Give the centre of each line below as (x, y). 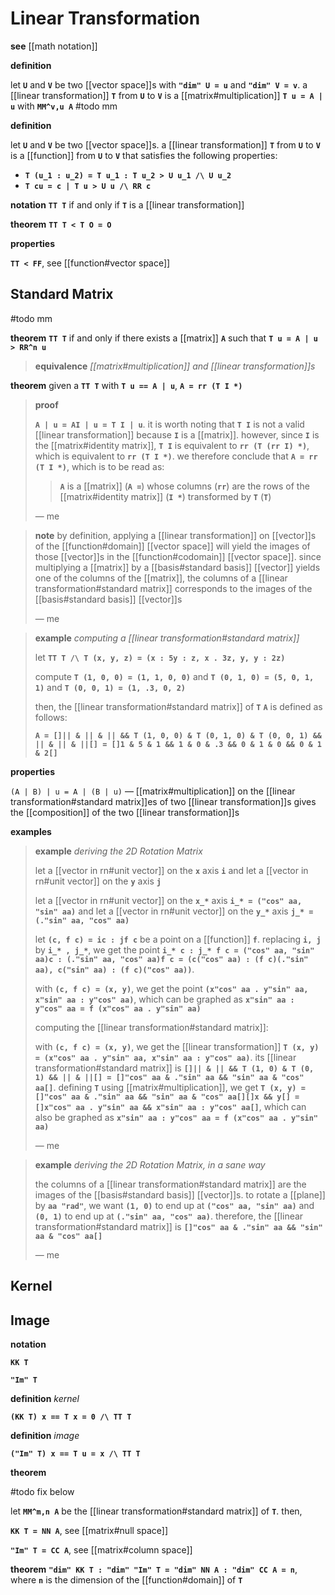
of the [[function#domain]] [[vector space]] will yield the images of (172, 546)
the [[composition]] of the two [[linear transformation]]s (125, 812)
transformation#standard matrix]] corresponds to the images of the (173, 588)
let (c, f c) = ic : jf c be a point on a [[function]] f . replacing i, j (178, 939)
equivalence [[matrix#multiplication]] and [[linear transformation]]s (175, 366)
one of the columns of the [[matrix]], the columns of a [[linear (161, 578)
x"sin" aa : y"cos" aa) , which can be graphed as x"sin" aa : (164, 999)
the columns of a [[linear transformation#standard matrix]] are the (170, 1184)
